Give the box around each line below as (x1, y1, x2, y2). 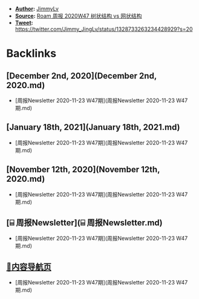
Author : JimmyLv (15, 5, 59, 12)
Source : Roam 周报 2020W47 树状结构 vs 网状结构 (15, 12, 142, 19)
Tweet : (15, 19, 33, 26)
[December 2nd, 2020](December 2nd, (6, 71, 157, 81)
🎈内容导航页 (6, 262, 51, 272)
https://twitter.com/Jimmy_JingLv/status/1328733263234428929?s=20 (15, 25, 193, 33)
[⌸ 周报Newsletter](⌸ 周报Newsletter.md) (6, 217, 163, 228)
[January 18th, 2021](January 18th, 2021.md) (6, 122, 180, 132)
